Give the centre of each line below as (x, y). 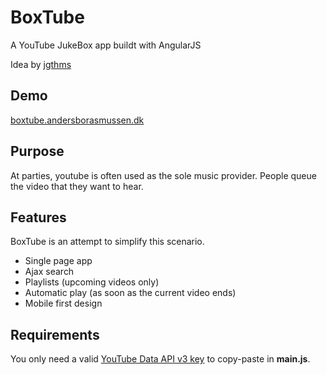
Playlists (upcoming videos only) (92, 282)
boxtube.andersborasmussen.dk (77, 120)
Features (38, 217)
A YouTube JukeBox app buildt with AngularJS (106, 45)
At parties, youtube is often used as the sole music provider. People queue (163, 175)
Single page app (58, 261)
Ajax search (49, 272)
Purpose (37, 151)
